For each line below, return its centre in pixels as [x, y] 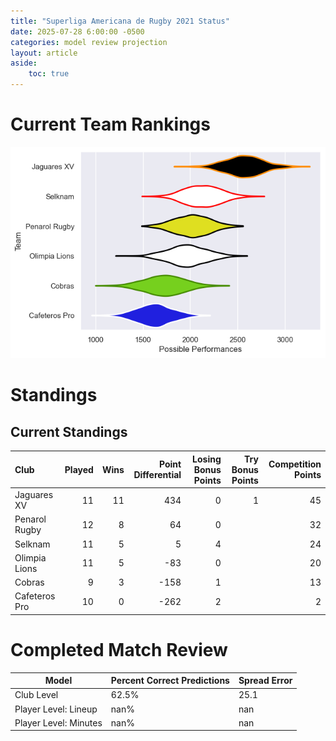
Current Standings [69, 431]
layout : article [44, 53]
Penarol [30, 519]
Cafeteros [35, 596]
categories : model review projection [89, 42]
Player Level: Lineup [56, 709]
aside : [24, 63]
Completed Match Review [119, 649]
